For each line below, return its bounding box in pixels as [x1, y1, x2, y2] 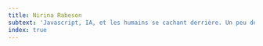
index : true [8, 26, 47, 34]
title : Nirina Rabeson [8, 11, 82, 19]
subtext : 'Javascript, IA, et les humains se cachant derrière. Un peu [8, 19, 247, 27]
